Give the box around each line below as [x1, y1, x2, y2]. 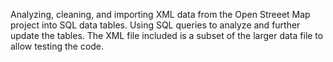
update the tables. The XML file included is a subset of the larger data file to [10, 30, 324, 41]
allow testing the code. [10, 40, 105, 52]
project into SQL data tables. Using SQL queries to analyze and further [10, 19, 301, 31]
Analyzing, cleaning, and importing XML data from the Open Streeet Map [10, 9, 311, 20]
